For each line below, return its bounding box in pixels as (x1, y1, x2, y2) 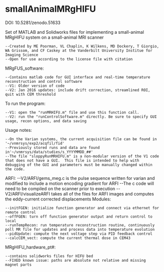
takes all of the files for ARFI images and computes (51, 191, 154, 197)
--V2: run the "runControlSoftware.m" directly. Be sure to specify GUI (5, 114, 157, 119)
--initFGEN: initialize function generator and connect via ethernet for (5, 205, 160, 210)
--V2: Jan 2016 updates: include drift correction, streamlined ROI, (5, 87, 151, 93)
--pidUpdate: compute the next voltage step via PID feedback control (5, 231, 153, 236)
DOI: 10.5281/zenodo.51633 (5, 20, 60, 25)
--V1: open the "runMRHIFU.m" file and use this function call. (5, 110, 139, 115)
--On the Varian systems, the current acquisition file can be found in (5, 136, 157, 142)
